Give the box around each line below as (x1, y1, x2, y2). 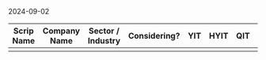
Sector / (88, 25, 120, 36)
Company (42, 25, 81, 36)
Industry (87, 36, 121, 46)
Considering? (127, 31, 180, 41)
